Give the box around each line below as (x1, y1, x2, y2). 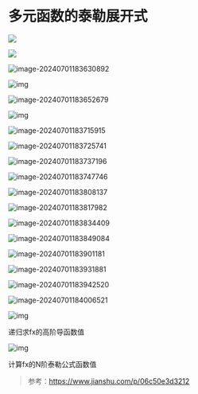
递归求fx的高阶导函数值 (8, 327, 85, 337)
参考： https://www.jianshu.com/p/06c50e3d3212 (27, 376, 190, 386)
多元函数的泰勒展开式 (8, 7, 149, 25)
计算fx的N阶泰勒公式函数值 (8, 359, 97, 369)
